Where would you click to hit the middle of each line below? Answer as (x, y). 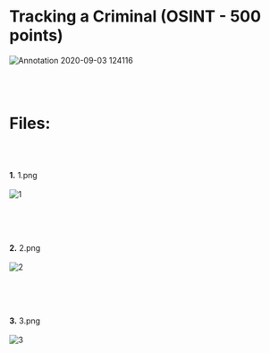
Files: (30, 124)
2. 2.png (25, 247)
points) (37, 35)
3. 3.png (25, 321)
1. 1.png (23, 175)
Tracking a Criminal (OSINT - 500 (135, 17)
